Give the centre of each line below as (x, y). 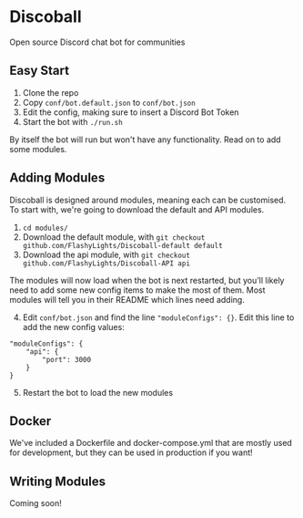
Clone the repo (50, 92)
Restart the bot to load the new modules (98, 392)
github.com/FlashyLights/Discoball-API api (106, 263)
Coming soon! (35, 503)
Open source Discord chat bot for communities (97, 42)
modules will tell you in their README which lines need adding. (127, 299)
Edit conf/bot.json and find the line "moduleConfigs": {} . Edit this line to (158, 317)
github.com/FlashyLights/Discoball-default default (122, 245)
